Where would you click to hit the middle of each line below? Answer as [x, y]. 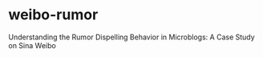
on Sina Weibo [32, 45]
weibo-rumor [53, 15]
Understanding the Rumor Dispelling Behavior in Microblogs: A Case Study [131, 37]
